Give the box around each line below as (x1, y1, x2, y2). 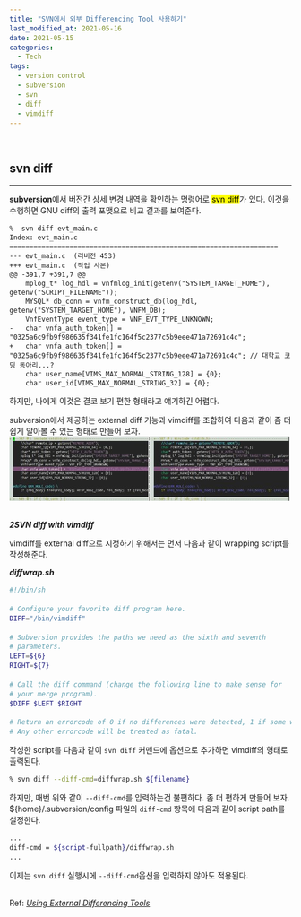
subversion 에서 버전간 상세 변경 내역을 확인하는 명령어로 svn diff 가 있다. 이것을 (9, 194, 289, 205)
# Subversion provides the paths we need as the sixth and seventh (9, 633, 267, 642)
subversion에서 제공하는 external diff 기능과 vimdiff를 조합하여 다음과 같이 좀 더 (9, 415, 291, 426)
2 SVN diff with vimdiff (9, 520, 94, 531)
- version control (17, 72, 87, 81)
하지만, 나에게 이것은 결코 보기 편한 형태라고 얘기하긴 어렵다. (9, 395, 219, 407)
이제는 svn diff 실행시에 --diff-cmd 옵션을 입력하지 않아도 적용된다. (9, 869, 249, 880)
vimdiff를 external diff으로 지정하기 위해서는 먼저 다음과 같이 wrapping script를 (9, 538, 289, 549)
